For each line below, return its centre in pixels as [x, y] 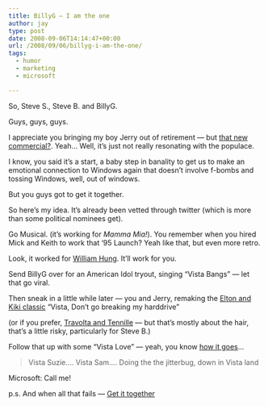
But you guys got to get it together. [66, 194]
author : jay [28, 23]
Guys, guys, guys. [38, 121]
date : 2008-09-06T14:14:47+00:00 [65, 38]
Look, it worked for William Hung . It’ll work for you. [93, 258]
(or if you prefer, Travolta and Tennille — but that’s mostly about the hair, [129, 322]
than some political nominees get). [66, 218]
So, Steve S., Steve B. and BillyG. [63, 106]
